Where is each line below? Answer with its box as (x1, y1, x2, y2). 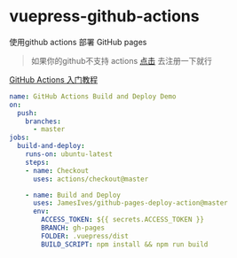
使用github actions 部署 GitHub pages (9, 36, 147, 47)
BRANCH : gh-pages (41, 223, 105, 232)
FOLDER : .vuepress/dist (41, 231, 129, 240)
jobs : (9, 133, 29, 143)
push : (17, 108, 38, 117)
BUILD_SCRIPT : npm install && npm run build (41, 239, 209, 249)
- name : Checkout (25, 166, 90, 175)
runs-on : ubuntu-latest (25, 150, 114, 159)
